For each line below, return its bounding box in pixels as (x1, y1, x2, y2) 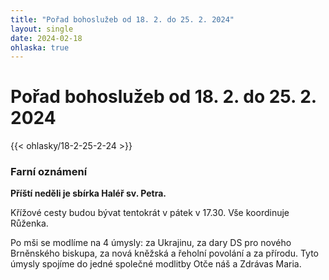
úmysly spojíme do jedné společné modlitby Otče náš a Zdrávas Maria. (10, 258, 302, 270)
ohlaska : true (10, 42, 70, 53)
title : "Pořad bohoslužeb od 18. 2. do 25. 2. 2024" (10, 14, 235, 25)
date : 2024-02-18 (10, 33, 83, 43)
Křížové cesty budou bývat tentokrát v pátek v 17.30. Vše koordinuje (10, 207, 290, 219)
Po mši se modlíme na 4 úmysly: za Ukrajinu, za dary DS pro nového (10, 237, 292, 249)
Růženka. (10, 217, 49, 230)
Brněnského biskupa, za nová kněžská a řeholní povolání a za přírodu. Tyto (10, 247, 320, 260)
